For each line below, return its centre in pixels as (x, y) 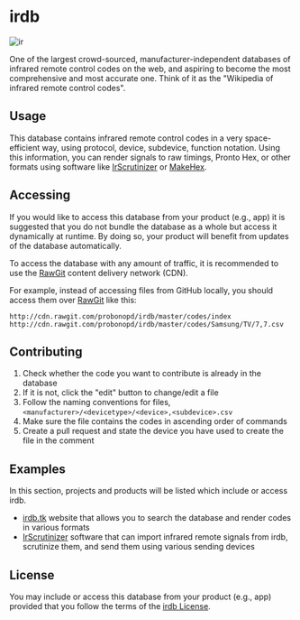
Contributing (46, 352)
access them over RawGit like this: (73, 300)
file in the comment (58, 440)
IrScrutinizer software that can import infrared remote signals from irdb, (155, 537)
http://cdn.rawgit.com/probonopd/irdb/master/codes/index (120, 316)
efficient (25, 147)
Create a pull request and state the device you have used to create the (153, 431)
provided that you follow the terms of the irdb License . (110, 606)
